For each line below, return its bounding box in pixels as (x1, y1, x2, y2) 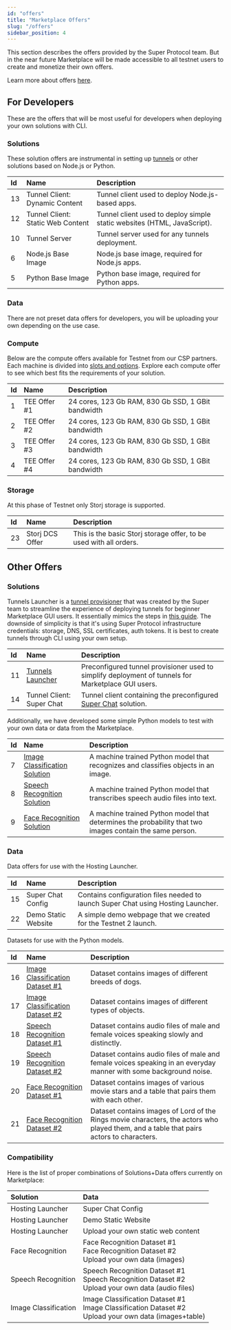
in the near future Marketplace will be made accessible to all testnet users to (7, 56, 224, 64)
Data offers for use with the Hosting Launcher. (7, 862, 138, 871)
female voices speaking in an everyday (90, 1058, 217, 1068)
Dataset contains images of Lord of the (90, 1106, 217, 1116)
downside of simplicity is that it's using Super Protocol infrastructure (7, 619, 201, 627)
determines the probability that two (89, 817, 203, 827)
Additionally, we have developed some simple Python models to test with (7, 716, 214, 725)
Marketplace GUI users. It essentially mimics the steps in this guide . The (7, 612, 212, 620)
